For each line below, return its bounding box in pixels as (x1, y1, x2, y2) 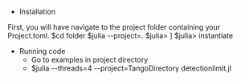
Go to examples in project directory (31, 55, 149, 64)
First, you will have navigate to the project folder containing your (7, 22, 221, 31)
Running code (18, 47, 66, 55)
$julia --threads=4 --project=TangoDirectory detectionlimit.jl (31, 63, 232, 73)
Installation (18, 7, 56, 16)
